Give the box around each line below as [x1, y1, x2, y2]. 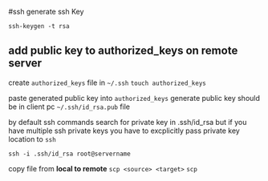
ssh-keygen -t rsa [8, 22, 70, 30]
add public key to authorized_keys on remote [8, 44, 238, 58]
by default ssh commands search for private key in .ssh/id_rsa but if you [8, 117, 247, 127]
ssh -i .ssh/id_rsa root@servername [8, 150, 131, 158]
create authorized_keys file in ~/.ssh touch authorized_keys [8, 78, 206, 87]
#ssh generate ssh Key [8, 7, 84, 16]
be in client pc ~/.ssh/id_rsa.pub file [8, 102, 131, 111]
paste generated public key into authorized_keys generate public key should [8, 93, 261, 103]
